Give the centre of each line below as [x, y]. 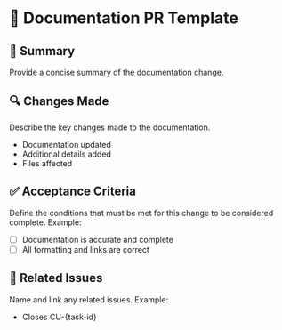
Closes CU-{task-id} [60, 317]
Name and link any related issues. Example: [89, 299]
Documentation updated [66, 144]
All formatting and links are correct [85, 249]
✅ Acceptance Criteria [73, 192]
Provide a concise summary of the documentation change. [117, 72]
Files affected [47, 163]
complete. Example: [45, 222]
